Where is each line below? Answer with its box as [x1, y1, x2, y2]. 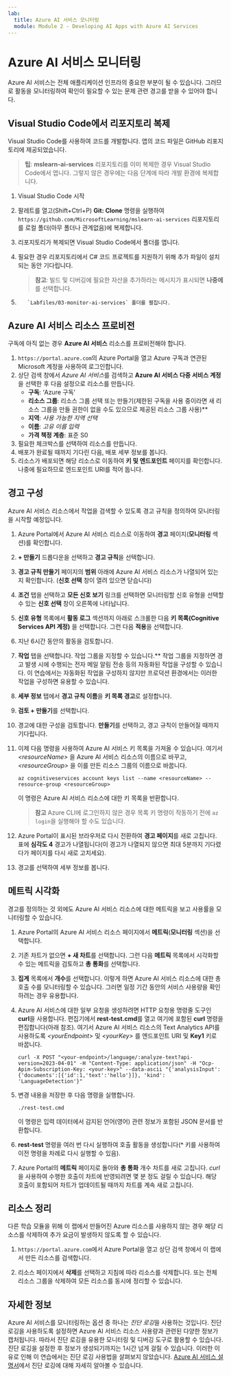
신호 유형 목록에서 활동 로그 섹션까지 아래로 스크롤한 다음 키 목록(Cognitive [17, 614, 219, 622]
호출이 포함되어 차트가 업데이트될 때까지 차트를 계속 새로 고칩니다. [17, 1181, 194, 1189]
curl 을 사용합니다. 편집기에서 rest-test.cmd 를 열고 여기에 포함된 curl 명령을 [17, 1014, 223, 1022]
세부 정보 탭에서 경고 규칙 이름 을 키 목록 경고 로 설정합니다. [17, 692, 172, 700]
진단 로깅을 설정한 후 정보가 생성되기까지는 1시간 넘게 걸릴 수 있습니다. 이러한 [8, 1344, 213, 1353]
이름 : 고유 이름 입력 [27, 422, 80, 431]
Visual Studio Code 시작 [17, 192, 85, 200]
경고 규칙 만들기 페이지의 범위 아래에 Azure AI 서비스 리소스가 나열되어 [17, 567, 206, 576]
